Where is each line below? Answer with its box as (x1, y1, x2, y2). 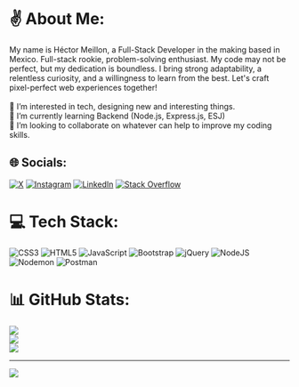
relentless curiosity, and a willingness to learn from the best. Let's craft (9, 72, 270, 83)
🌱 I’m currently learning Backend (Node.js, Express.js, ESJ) (9, 110, 225, 121)
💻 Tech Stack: (9, 212, 119, 231)
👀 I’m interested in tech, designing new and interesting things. (9, 101, 236, 111)
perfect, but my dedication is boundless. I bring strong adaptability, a (9, 63, 263, 74)
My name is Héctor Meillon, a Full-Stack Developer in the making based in (9, 44, 280, 55)
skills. (9, 129, 30, 140)
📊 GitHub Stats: (9, 289, 131, 310)
